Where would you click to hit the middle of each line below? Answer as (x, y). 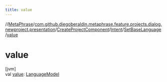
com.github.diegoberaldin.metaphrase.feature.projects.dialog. (98, 24)
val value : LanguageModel (32, 74)
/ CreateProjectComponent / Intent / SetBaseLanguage (108, 29)
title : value (19, 10)
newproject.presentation (30, 29)
